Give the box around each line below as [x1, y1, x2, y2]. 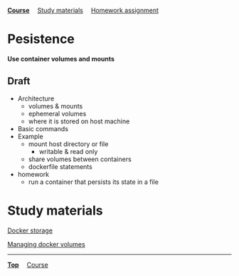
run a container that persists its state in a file [28, 178, 159, 186]
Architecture [17, 94, 55, 103]
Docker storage [7, 226, 53, 235]
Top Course [7, 260, 48, 269]
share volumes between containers [28, 155, 132, 163]
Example [17, 132, 44, 140]
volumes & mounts [28, 101, 83, 110]
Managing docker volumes [7, 240, 85, 248]
